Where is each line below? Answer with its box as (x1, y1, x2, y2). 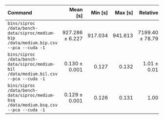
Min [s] (91, 9, 108, 16)
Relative (139, 9, 159, 16)
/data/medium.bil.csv (7, 71, 58, 77)
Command (7, 9, 33, 16)
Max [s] (115, 9, 133, 16)
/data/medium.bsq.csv (7, 102, 58, 108)
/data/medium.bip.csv (7, 40, 58, 45)
